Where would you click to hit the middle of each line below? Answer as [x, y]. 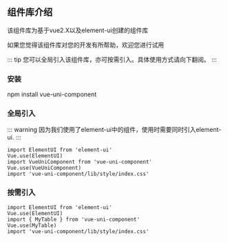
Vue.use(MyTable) [32, 225]
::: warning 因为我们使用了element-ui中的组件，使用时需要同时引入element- [114, 130]
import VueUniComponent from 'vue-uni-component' [80, 162]
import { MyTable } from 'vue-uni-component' [73, 219]
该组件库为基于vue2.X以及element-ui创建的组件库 [78, 30]
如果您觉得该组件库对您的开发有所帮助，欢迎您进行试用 [85, 45]
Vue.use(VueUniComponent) [44, 168]
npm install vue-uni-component [52, 94]
